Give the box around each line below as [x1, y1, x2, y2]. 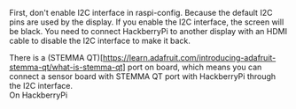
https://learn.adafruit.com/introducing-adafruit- [103, 53, 277, 62]
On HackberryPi [9, 90, 68, 100]
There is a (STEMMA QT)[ [9, 53, 104, 62]
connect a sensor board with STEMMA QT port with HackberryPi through [9, 71, 277, 82]
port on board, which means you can [127, 62, 262, 72]
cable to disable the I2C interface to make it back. [9, 35, 191, 46]
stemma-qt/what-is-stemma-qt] [9, 62, 126, 72]
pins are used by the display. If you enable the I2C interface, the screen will [9, 17, 284, 27]
